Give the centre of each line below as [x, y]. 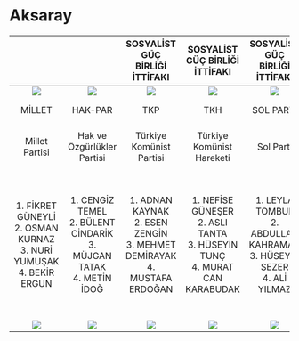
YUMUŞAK [36, 261]
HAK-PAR [92, 110]
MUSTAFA [151, 278]
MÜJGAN [93, 256]
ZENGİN [151, 233]
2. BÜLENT [92, 222]
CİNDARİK [92, 233]
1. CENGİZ [92, 199]
